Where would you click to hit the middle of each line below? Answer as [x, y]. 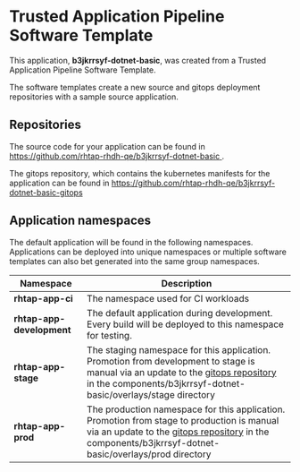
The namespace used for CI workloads [168, 298]
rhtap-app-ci [43, 298]
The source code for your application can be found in [107, 146]
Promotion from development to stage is [171, 361]
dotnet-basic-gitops [46, 192]
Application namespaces [80, 221]
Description [187, 283]
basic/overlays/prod [129, 454]
